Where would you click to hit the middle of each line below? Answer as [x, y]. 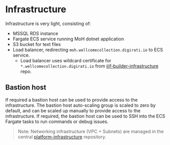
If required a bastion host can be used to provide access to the [72, 100]
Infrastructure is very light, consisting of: [48, 23]
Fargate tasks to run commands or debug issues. [57, 122]
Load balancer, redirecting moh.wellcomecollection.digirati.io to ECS [88, 50]
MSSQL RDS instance [35, 33]
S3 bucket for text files [37, 44]
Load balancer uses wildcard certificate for [66, 60]
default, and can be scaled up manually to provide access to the [73, 110]
